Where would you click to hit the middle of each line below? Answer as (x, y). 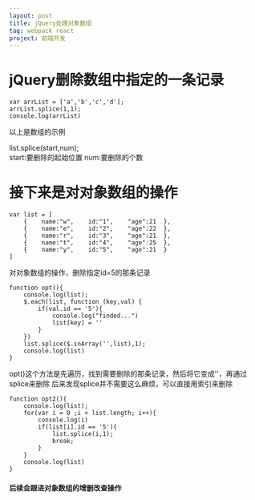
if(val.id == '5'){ (71, 309)
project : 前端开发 (38, 38)
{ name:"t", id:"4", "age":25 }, (97, 243)
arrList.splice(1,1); (45, 109)
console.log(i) (63, 420)
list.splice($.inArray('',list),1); (85, 344)
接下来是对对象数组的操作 (94, 193)
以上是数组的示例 (37, 132)
